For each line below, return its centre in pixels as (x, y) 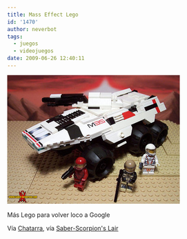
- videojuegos (33, 51)
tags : (15, 37)
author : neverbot (32, 29)
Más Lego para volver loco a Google (59, 215)
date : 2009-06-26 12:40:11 (46, 59)
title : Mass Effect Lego (43, 15)
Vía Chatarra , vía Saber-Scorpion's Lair (63, 228)
